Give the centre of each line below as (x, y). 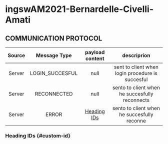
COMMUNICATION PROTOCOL (54, 38)
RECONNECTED (54, 94)
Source (16, 55)
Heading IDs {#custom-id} (38, 135)
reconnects (136, 100)
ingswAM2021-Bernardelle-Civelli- (79, 9)
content (95, 58)
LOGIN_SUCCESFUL (54, 73)
